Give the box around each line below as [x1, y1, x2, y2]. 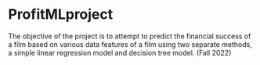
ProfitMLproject [8, 5, 114, 23]
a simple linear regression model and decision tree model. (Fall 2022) [8, 48, 232, 57]
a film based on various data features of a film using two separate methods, [8, 39, 252, 49]
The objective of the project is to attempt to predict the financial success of [8, 31, 251, 41]
